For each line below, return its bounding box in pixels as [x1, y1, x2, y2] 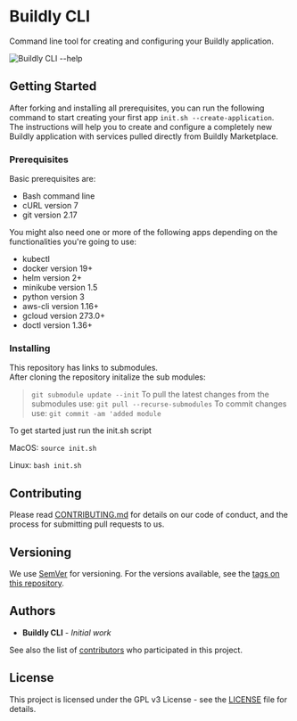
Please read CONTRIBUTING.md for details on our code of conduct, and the [9, 510, 288, 520]
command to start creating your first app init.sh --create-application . [9, 111, 275, 122]
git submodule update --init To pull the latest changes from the [30, 389, 269, 400]
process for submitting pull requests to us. [9, 519, 165, 529]
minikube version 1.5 [21, 283, 98, 293]
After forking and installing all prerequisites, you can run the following [9, 102, 265, 113]
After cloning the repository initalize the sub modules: [9, 372, 207, 382]
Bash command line [21, 191, 95, 201]
